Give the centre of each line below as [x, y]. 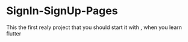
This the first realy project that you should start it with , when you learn [94, 27]
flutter [14, 33]
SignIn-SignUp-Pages [62, 11]
